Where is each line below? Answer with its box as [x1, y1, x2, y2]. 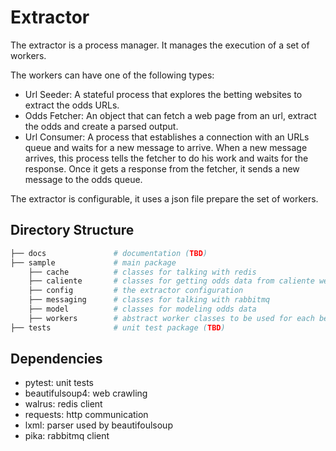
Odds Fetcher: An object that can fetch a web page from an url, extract [24, 109, 317, 121]
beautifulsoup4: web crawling [24, 387, 148, 400]
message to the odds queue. [24, 173, 143, 185]
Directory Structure [10, 222, 135, 239]
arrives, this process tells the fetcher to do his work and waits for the [24, 152, 309, 164]
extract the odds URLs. [24, 99, 120, 111]
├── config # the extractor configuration [28, 286, 244, 296]
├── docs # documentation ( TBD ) [10, 248, 208, 258]
